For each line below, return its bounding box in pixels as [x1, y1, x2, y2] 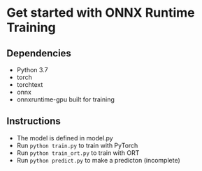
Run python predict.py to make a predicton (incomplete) [16, 156, 180, 164]
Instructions [6, 115, 61, 127]
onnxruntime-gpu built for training [16, 95, 115, 104]
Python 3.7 [16, 66, 48, 74]
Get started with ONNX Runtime [6, 5, 195, 21]
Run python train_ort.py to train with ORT [16, 148, 140, 157]
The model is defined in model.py [16, 133, 113, 142]
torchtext [16, 81, 43, 88]
